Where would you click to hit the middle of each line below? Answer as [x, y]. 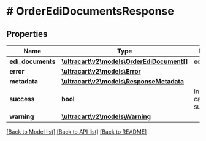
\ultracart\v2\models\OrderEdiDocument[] [124, 61]
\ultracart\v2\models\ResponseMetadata [123, 81]
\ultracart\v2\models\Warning [106, 116]
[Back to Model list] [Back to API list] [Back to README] [77, 132]
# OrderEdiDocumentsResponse [90, 11]
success [22, 99]
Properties [27, 34]
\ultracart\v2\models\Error [101, 71]
